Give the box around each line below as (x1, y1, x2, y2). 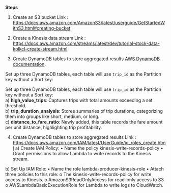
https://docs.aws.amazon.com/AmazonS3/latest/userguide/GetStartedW (12, 20, 165, 26)
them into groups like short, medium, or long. (5, 113, 100, 119)
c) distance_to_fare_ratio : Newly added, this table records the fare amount (5, 119, 163, 125)
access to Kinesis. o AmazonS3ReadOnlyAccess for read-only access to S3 (5, 177, 164, 183)
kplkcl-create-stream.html (12, 46, 68, 52)
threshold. (5, 103, 27, 109)
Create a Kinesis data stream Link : (12, 35, 86, 41)
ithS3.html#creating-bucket (12, 25, 71, 31)
